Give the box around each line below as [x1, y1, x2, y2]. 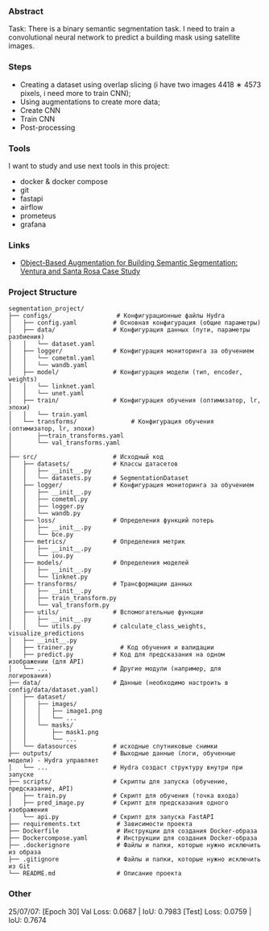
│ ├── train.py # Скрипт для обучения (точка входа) [8, 792, 240, 800]
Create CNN [19, 105, 61, 115]
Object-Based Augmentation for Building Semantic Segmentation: [19, 258, 238, 268]
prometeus [19, 211, 56, 220]
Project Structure [8, 286, 77, 298]
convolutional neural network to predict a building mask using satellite [8, 32, 240, 42]
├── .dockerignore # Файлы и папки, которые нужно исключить [8, 841, 262, 850]
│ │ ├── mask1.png [8, 729, 99, 737]
